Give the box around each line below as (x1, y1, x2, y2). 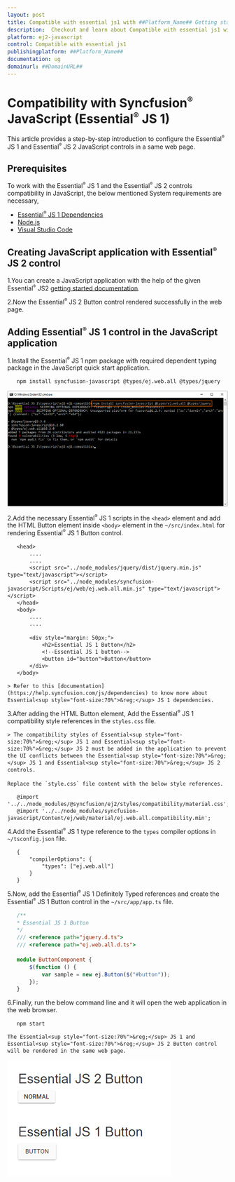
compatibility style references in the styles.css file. (7, 716, 156, 725)
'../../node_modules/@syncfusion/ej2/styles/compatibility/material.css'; (7, 800, 230, 807)
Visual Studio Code (17, 225, 73, 234)
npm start (16, 1021, 45, 1028)
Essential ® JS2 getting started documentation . (7, 283, 140, 293)
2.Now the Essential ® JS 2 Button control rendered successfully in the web (7, 297, 222, 306)
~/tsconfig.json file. (7, 835, 67, 843)
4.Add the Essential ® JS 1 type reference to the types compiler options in (7, 826, 216, 835)
